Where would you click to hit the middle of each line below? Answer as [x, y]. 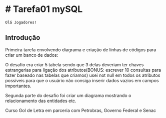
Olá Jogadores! [21, 22]
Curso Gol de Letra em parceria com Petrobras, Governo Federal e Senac [81, 110]
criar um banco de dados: [32, 55]
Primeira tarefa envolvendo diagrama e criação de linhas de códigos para [81, 50]
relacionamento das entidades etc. [41, 101]
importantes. [18, 86]
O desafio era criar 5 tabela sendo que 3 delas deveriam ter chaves [74, 64]
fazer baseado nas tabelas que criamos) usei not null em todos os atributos [83, 75]
